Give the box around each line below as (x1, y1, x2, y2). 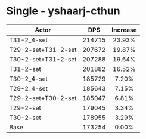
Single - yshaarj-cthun (6, 4, 120, 18)
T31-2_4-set (9, 36, 48, 44)
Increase (111, 26, 137, 34)
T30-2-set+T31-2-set (9, 55, 77, 63)
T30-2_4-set (9, 75, 48, 83)
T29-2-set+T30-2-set (9, 94, 77, 102)
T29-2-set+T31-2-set (9, 45, 77, 54)
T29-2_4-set (9, 84, 48, 92)
